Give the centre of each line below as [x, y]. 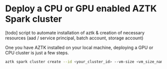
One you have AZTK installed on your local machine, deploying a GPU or [79, 47]
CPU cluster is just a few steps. [37, 53]
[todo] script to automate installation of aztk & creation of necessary [75, 33]
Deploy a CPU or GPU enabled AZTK [81, 9]
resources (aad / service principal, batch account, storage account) [74, 38]
